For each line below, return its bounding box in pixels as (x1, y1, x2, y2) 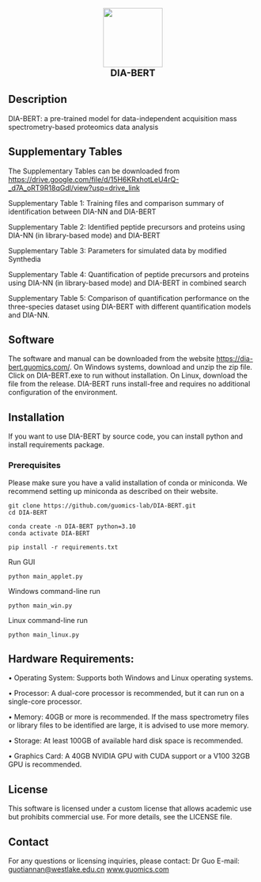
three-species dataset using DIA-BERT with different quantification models (8, 302, 252, 311)
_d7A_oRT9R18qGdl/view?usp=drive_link (8, 183, 140, 192)
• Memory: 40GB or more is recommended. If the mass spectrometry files (8, 713, 249, 722)
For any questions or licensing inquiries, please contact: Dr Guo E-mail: (8, 856, 240, 865)
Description (8, 93, 67, 106)
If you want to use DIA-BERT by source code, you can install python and (8, 431, 244, 441)
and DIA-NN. (8, 310, 50, 320)
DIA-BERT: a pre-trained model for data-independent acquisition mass (8, 113, 237, 123)
